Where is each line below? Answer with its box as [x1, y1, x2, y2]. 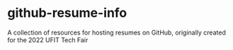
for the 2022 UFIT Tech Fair [7, 35, 89, 44]
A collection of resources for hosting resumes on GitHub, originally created [7, 28, 227, 37]
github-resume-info [7, 5, 127, 21]
